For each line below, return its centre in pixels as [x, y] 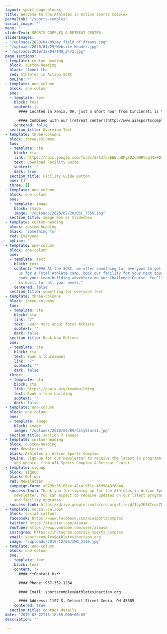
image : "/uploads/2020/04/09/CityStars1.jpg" [62, 430]
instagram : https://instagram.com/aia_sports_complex [66, 532]
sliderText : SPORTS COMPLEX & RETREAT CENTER [53, 33]
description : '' [22, 619]
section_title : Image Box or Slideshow [51, 218]
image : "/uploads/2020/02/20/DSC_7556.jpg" [60, 213]
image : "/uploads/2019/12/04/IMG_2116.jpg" [55, 541]
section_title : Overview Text [41, 130]
